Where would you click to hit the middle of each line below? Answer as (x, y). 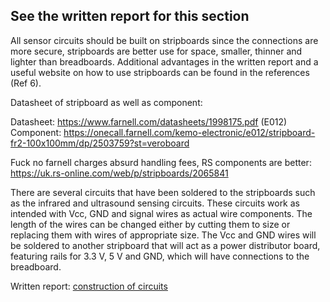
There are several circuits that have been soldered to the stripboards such (163, 192)
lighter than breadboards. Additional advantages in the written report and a (164, 61)
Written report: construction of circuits (89, 286)
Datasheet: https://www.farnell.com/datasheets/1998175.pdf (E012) (149, 121)
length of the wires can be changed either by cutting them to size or (150, 224)
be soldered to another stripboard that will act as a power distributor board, (165, 245)
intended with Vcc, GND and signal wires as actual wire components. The (161, 213)
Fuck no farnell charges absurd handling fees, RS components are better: (161, 162)
